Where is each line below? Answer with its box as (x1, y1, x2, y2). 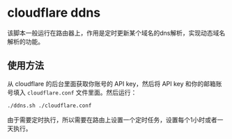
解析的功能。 (7, 37, 44, 46)
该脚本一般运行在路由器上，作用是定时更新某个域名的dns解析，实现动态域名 (7, 28, 226, 37)
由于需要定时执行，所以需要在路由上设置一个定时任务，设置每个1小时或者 (7, 115, 217, 124)
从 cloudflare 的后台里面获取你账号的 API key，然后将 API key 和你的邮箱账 (7, 79, 222, 88)
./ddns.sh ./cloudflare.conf (7, 102, 92, 109)
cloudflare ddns (7, 5, 101, 21)
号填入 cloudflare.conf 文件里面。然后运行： (7, 88, 137, 97)
